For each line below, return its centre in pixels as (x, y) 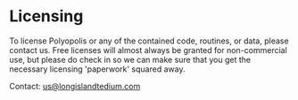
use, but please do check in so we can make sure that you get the (130, 59)
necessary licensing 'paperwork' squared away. (97, 69)
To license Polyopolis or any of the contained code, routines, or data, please (149, 41)
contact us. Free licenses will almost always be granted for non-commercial (148, 50)
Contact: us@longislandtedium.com (75, 86)
